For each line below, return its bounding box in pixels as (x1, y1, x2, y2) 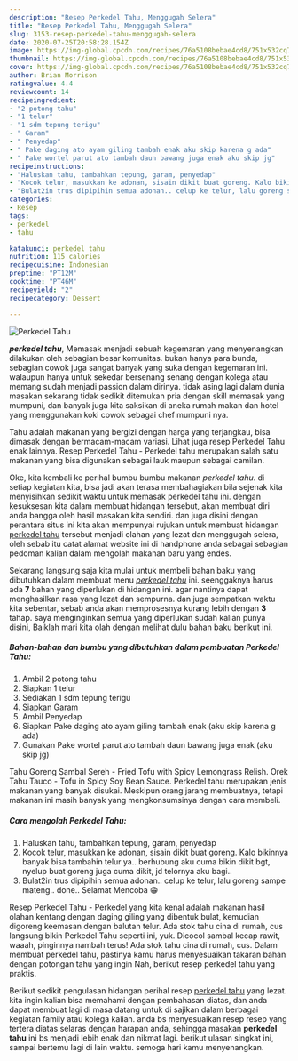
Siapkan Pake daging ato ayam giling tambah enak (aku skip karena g (21, 721, 277, 732)
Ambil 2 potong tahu (21, 673, 98, 685)
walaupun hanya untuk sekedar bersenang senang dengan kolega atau (9, 371, 269, 382)
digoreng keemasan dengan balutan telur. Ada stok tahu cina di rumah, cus (9, 921, 284, 932)
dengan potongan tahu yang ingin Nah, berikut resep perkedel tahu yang (9, 959, 275, 969)
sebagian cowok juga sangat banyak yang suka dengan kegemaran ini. (9, 362, 269, 373)
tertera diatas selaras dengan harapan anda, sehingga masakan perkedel (9, 1024, 278, 1034)
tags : (9, 211, 29, 221)
